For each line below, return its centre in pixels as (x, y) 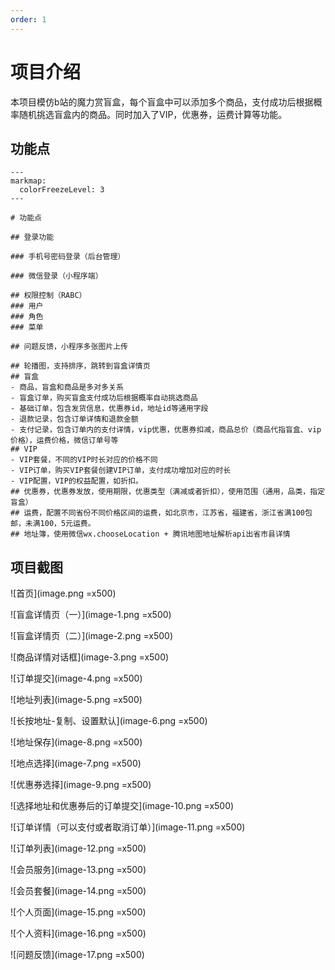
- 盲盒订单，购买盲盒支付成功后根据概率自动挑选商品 (104, 398)
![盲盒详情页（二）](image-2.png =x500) (92, 636)
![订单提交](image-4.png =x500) (76, 678)
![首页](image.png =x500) (63, 593)
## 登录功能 (32, 237)
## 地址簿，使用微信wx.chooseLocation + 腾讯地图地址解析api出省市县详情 (150, 534)
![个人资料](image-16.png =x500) (78, 933)
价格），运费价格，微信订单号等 (64, 441)
